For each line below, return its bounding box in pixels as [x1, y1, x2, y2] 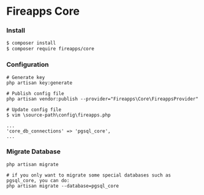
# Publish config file [6, 90, 64, 96]
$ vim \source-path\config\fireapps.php [6, 112, 111, 118]
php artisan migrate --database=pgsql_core [6, 183, 119, 189]
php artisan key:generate [6, 80, 72, 86]
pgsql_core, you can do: [6, 177, 70, 183]
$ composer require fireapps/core [6, 46, 95, 52]
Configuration [6, 60, 49, 69]
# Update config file [6, 106, 62, 113]
